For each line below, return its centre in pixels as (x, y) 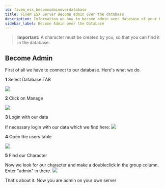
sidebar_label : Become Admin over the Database (55, 23)
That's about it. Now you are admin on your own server (61, 181)
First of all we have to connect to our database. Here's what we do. (73, 70)
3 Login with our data (27, 117)
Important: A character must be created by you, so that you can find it (88, 37)
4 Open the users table (28, 137)
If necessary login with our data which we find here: (58, 127)
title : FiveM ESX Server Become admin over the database (65, 14)
